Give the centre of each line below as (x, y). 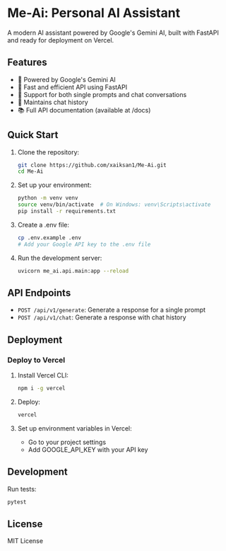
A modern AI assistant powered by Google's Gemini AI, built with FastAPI (113, 33)
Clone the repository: (48, 152)
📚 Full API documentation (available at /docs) (84, 110)
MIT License (25, 541)
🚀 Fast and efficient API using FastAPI (72, 87)
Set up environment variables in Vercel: (75, 428)
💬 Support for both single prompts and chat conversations (102, 94)
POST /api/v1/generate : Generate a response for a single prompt (112, 310)
